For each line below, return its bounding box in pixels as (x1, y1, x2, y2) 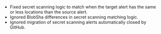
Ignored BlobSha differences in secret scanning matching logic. (9, 14, 138, 20)
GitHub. (9, 24, 26, 30)
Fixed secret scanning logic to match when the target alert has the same (9, 4, 156, 10)
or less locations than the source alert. (9, 9, 88, 15)
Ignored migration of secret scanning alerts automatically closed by (9, 19, 146, 25)
